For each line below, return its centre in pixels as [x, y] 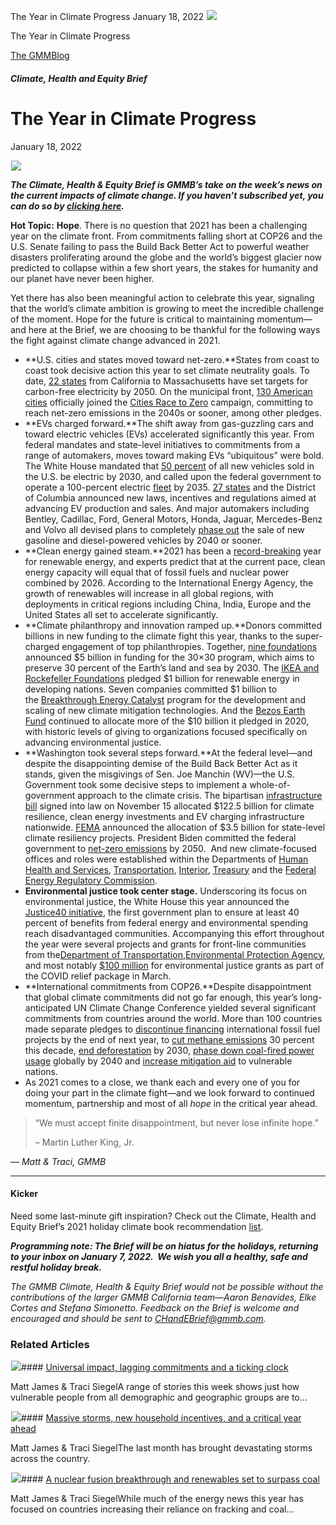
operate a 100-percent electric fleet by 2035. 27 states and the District [170, 487]
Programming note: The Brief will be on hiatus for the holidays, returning [164, 1246]
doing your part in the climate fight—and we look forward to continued [169, 1092]
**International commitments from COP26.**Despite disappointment [168, 986]
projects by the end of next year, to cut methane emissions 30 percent [169, 1039]
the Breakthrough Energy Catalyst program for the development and [165, 699]
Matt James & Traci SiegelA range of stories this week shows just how [155, 1387]
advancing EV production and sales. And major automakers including [167, 508]
